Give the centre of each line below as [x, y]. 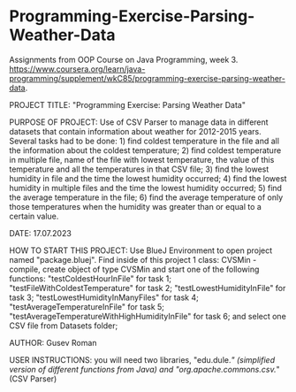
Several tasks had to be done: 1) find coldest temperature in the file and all [144, 141]
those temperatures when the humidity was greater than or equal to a [136, 206]
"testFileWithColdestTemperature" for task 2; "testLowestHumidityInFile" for [148, 288]
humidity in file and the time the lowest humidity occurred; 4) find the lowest [148, 178]
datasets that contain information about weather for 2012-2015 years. [136, 131]
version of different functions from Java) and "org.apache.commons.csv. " [144, 369]
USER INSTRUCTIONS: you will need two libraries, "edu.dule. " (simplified [142, 359]
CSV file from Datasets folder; [64, 326]
